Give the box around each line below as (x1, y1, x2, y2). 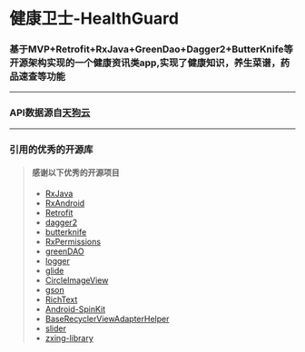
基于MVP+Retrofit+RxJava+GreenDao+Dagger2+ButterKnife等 (9, 43, 293, 55)
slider (44, 323, 66, 334)
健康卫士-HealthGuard (9, 8, 180, 29)
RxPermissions (44, 236, 102, 247)
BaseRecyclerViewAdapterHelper (44, 313, 170, 324)
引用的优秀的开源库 (9, 142, 93, 155)
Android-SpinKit (44, 303, 106, 314)
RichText (44, 294, 78, 305)
